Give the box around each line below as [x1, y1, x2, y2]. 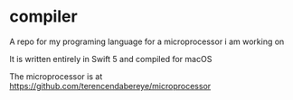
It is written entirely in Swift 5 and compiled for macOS [9, 53, 213, 64]
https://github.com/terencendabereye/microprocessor [9, 80, 212, 91]
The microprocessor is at [9, 70, 103, 82]
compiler [9, 6, 79, 27]
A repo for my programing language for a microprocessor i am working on [9, 36, 285, 47]
